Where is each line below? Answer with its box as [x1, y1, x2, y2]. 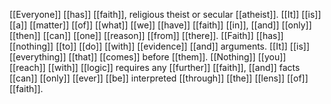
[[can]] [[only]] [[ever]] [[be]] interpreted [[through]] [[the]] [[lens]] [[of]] [9, 72, 309, 84]
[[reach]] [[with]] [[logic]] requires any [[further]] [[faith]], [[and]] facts [9, 62, 301, 73]
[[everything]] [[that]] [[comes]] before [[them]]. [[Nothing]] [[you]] [9, 51, 287, 63]
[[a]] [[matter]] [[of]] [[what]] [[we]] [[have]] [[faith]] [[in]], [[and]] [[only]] [9, 19, 312, 31]
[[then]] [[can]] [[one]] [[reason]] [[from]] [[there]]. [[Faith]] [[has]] [9, 30, 284, 41]
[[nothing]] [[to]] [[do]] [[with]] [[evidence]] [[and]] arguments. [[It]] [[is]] [9, 40, 311, 52]
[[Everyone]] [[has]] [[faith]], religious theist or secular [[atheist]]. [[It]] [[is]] [9, 9, 322, 20]
